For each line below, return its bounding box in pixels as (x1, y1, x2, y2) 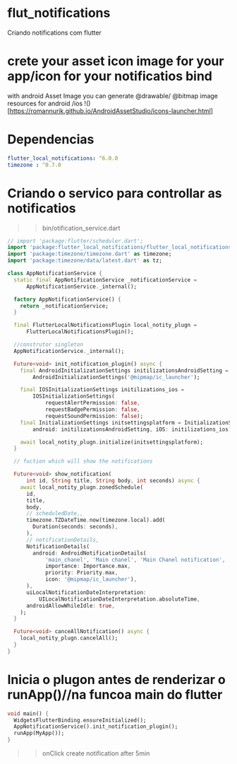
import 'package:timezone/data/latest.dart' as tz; (7, 257, 162, 265)
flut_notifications (7, 5, 111, 21)
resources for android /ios (7, 99, 83, 108)
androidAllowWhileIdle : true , (25, 602, 115, 609)
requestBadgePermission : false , (44, 406, 140, 413)
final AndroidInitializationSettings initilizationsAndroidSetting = (20, 366, 229, 374)
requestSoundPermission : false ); (44, 412, 143, 419)
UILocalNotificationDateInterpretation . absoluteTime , (38, 596, 200, 603)
